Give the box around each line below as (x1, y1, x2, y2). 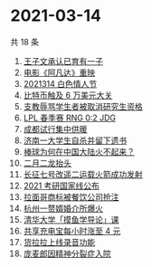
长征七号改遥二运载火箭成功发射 (23, 168, 143, 179)
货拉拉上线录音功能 (23, 236, 96, 247)
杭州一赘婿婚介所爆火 (23, 203, 103, 214)
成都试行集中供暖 (23, 123, 88, 134)
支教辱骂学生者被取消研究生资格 (23, 100, 143, 111)
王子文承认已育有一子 (23, 55, 103, 66)
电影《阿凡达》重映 (23, 67, 96, 78)
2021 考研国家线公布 (23, 180, 100, 191)
